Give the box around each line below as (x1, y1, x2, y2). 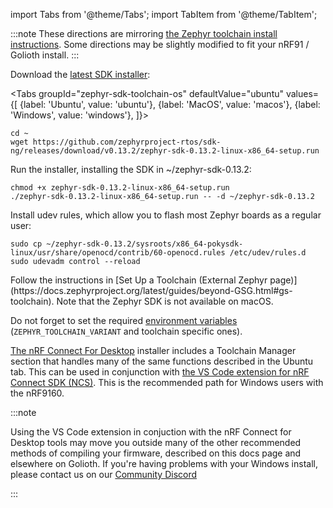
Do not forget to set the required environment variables (10, 315, 238, 326)
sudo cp (10, 239, 43, 249)
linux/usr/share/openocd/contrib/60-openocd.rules (10, 248, 226, 258)
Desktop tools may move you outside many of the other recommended (10, 437, 302, 448)
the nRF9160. (10, 387, 65, 399)
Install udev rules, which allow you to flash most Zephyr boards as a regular (10, 209, 322, 221)
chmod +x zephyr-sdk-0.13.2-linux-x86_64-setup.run (10, 183, 230, 193)
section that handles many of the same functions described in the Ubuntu (10, 355, 314, 367)
